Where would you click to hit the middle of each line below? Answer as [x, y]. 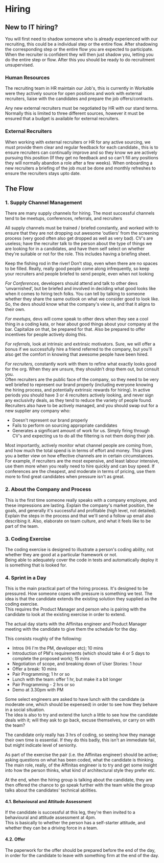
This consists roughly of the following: [44, 639]
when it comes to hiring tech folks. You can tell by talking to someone [75, 294]
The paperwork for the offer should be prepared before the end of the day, [80, 850]
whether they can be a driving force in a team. [52, 828]
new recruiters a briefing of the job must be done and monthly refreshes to [81, 168]
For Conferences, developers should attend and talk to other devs [71, 283]
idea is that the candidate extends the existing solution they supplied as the [81, 599]
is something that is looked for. [36, 565]
